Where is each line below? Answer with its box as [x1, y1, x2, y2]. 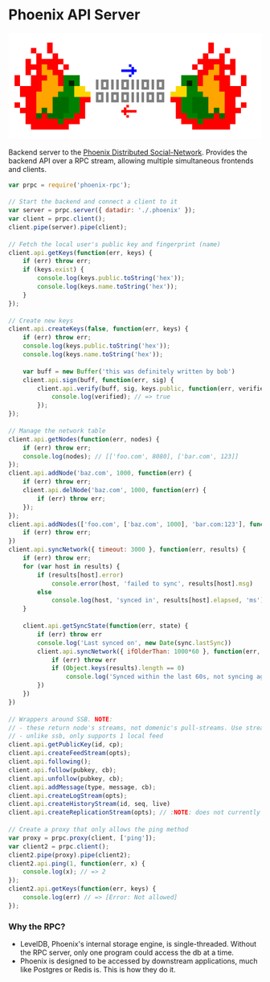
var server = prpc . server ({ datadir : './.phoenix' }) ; [8, 207, 196, 215]
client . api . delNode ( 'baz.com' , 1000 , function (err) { [22, 487, 207, 495]
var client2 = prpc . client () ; [8, 842, 110, 850]
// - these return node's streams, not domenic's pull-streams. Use [8, 724, 243, 732]
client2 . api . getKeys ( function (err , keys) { [8, 885, 157, 894]
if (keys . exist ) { [22, 265, 84, 274]
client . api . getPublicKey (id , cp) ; [8, 741, 125, 749]
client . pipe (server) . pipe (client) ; [8, 223, 128, 231]
